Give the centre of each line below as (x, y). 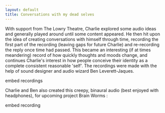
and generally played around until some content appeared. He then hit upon (83, 34)
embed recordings (24, 81)
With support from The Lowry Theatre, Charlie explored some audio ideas (81, 28)
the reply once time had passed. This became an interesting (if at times (78, 50)
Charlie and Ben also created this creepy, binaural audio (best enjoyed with (82, 90)
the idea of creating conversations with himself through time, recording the (82, 39)
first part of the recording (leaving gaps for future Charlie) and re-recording (82, 44)
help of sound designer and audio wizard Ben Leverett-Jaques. (70, 71)
